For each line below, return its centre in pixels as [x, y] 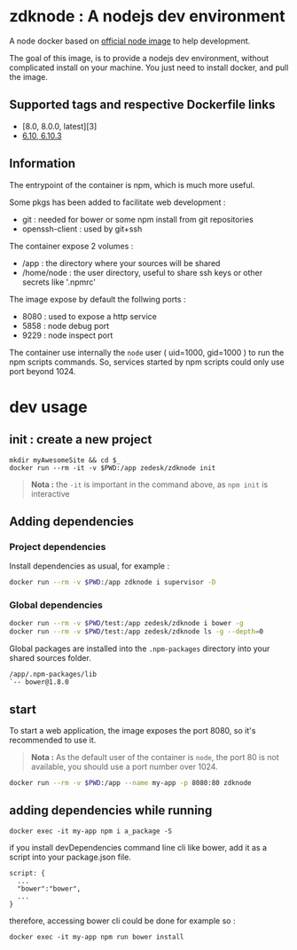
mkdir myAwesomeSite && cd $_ [65, 460]
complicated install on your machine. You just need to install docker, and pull [149, 67]
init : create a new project [81, 440]
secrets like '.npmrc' [59, 282]
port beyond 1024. [43, 371]
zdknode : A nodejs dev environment [147, 16]
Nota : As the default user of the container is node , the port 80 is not [155, 757]
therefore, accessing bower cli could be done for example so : [122, 921]
